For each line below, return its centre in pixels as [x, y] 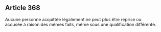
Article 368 [23, 8]
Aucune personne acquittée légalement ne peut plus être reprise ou [73, 19]
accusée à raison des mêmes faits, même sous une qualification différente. [81, 24]
